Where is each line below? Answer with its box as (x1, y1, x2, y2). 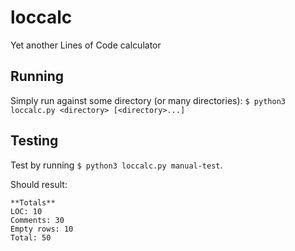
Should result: (10, 178, 68, 190)
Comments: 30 (10, 215, 65, 225)
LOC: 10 (10, 206, 43, 216)
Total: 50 (10, 232, 52, 243)
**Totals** (10, 197, 56, 208)
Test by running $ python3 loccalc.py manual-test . (10, 159, 223, 171)
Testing (10, 132, 59, 150)
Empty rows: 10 (10, 224, 74, 234)
